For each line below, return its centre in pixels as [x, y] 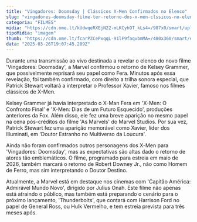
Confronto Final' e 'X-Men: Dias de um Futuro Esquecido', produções [89, 109]
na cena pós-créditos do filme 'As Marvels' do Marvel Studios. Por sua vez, [97, 122]
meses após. [21, 212]
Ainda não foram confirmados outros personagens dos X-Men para [87, 145]
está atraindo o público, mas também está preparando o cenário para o [92, 194]
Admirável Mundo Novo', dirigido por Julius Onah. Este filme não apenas [94, 188]
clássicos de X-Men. [31, 92]
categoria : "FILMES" [31, 22]
